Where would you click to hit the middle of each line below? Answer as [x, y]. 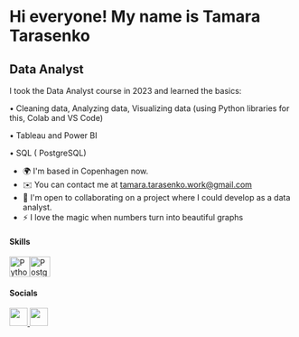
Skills [20, 241]
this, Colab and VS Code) [56, 118]
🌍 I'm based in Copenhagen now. [85, 171]
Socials [23, 293]
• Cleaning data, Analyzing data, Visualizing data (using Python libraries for [149, 108]
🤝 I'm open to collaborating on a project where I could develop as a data [156, 197]
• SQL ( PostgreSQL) [48, 153]
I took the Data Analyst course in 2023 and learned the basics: [126, 91]
